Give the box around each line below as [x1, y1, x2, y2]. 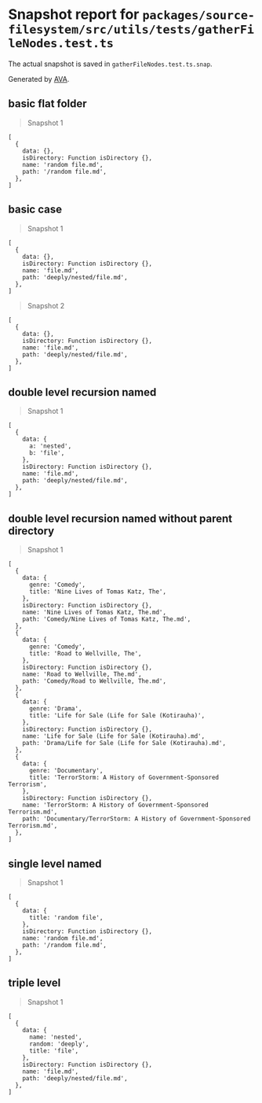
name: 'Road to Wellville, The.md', [22, 670, 143, 678]
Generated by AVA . [8, 74, 70, 83]
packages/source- [142, 8, 255, 23]
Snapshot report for [8, 6, 140, 24]
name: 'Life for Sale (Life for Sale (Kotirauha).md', [22, 732, 206, 740]
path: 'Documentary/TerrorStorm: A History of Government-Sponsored [22, 815, 251, 823]
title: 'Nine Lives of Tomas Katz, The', [28, 588, 167, 596]
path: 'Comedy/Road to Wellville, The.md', [22, 677, 167, 685]
